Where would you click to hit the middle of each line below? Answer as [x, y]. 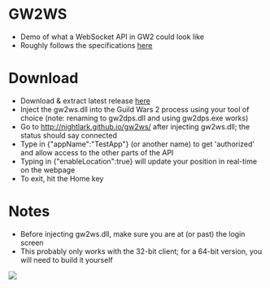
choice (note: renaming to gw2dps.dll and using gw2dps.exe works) [134, 118]
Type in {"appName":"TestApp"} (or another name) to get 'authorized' [137, 144]
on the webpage [48, 170]
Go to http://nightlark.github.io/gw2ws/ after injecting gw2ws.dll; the [135, 126]
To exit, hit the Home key [62, 178]
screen [32, 242]
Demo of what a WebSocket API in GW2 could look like [112, 37]
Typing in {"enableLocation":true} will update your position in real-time [139, 161]
